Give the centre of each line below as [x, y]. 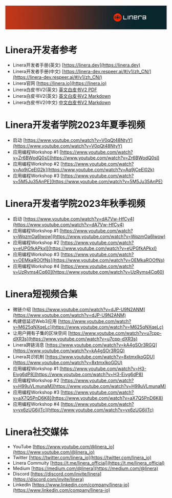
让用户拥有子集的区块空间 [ [41, 333]
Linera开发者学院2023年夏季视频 [76, 125]
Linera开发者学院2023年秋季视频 [76, 204]
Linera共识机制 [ [30, 357]
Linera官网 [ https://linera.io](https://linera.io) [60, 83]
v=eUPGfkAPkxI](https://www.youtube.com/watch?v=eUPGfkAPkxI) [85, 248]
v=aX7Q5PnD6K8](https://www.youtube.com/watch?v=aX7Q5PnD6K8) [88, 398]
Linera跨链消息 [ [30, 345]
